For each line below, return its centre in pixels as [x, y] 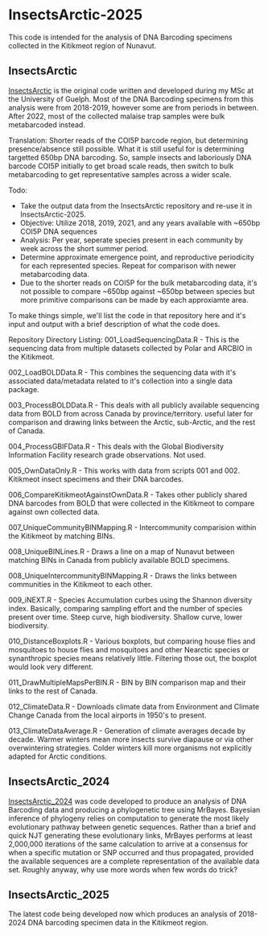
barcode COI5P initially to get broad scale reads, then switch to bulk [121, 166]
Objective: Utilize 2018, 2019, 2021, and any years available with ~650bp [140, 222]
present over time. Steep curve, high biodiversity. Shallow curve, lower [126, 617]
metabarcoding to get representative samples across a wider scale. [120, 174]
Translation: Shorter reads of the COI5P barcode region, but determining [128, 140]
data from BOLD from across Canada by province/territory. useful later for [131, 413]
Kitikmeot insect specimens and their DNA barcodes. [96, 479]
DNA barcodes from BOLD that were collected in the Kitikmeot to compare [132, 503]
